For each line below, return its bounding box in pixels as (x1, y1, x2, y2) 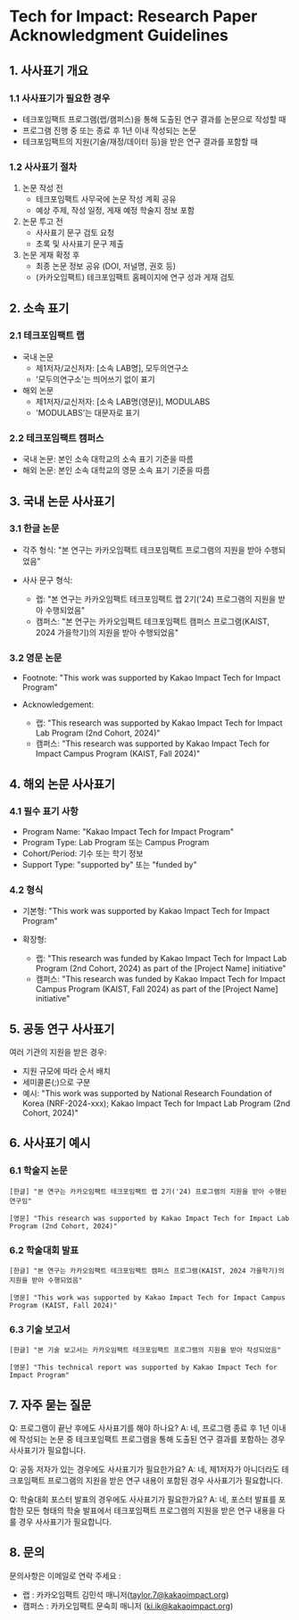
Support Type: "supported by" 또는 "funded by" (21, 859, 198, 869)
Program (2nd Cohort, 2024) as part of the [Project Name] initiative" (35, 963, 287, 974)
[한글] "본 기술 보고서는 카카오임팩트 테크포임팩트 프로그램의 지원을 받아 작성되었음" (9, 1346, 281, 1355)
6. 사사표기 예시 (9, 1135, 91, 1151)
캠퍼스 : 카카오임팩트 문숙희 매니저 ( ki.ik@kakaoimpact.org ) (21, 1600, 234, 1611)
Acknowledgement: (21, 699, 95, 710)
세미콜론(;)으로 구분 (21, 1076, 91, 1087)
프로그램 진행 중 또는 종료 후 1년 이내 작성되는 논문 (21, 125, 197, 136)
